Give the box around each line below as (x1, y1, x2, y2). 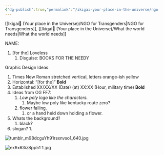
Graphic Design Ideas (5, 64, 49, 70)
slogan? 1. (12, 125, 33, 132)
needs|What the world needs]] (5, 31, 67, 37)
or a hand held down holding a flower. (26, 110, 103, 116)
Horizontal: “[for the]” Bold (12, 79, 66, 85)
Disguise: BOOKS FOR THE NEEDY (19, 55, 89, 61)
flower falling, (19, 105, 47, 111)
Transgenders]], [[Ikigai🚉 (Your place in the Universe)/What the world (5, 25, 145, 32)
